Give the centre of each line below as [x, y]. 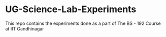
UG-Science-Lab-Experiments [71, 9]
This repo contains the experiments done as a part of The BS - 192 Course [83, 23]
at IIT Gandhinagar [25, 28]
